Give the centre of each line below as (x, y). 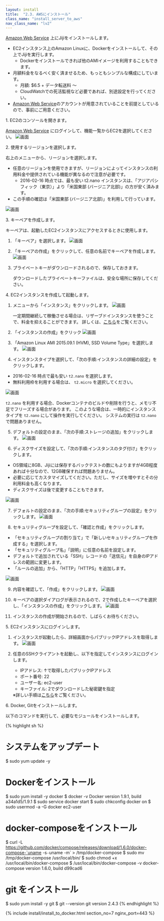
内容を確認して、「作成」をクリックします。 (56, 589)
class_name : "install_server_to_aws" (44, 19)
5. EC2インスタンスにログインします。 (44, 627)
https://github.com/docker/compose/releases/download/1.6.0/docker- (76, 847)
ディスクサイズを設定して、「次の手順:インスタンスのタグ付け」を (78, 448)
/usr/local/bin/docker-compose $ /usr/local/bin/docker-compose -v (74, 863)
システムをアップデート (53, 747)
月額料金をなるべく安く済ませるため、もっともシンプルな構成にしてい (83, 73)
